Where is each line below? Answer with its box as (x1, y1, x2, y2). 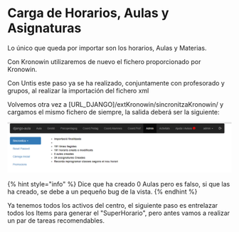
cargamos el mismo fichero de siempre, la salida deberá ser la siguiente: (7, 107, 220, 116)
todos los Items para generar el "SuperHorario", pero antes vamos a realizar (7, 209, 230, 218)
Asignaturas (7, 20, 82, 36)
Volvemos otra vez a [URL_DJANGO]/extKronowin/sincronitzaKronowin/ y (7, 100, 224, 108)
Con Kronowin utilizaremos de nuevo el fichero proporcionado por (7, 57, 201, 65)
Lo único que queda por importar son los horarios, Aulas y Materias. (7, 43, 207, 52)
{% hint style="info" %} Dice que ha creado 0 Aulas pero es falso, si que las (7, 180, 230, 189)
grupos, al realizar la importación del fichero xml (7, 86, 149, 95)
